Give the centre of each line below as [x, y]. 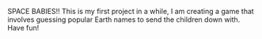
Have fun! [23, 28]
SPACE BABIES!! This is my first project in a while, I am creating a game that [131, 11]
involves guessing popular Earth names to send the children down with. [124, 19]
